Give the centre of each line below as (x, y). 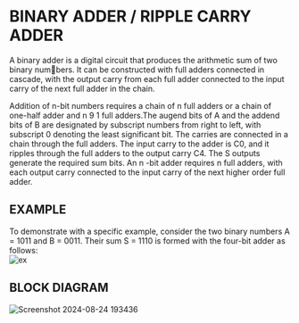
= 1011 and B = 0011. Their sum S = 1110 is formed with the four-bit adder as (147, 240)
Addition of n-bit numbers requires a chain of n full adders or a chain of (141, 105)
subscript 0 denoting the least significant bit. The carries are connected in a (149, 134)
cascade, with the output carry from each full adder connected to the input (147, 79)
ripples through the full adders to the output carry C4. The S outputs (135, 153)
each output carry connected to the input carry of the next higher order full (147, 172)
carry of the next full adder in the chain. (82, 88)
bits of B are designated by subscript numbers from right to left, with (135, 124)
